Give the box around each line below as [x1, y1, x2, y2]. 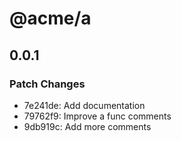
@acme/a [9, 7, 92, 30]
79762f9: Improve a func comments [23, 110, 172, 122]
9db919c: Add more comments [23, 120, 152, 132]
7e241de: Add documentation [23, 99, 146, 111]
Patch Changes [9, 77, 86, 91]
